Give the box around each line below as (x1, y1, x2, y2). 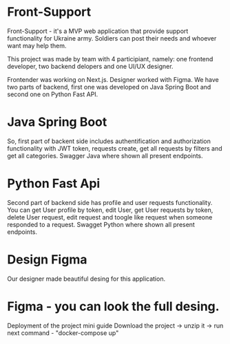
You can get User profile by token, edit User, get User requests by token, (7, 206, 213, 214)
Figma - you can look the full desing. (7, 299, 220, 314)
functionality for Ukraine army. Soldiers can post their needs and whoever (7, 34, 217, 42)
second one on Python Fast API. (7, 90, 98, 98)
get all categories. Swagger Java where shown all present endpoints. (7, 151, 203, 160)
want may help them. (7, 41, 67, 50)
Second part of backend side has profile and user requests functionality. (7, 198, 213, 206)
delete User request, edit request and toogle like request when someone (7, 213, 213, 221)
